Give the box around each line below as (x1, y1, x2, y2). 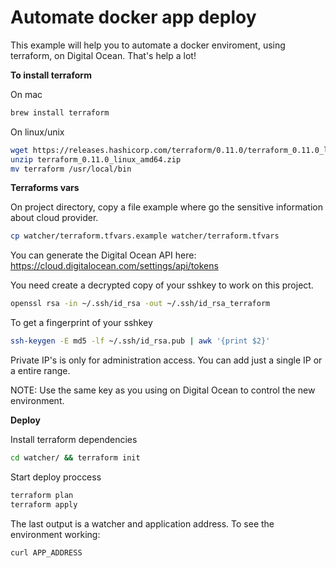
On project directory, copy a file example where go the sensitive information (10, 201, 323, 213)
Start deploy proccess (10, 471, 102, 483)
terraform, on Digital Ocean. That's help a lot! (10, 49, 197, 61)
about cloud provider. (10, 212, 99, 224)
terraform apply (10, 499, 78, 510)
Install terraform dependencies (10, 434, 138, 446)
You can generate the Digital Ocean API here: (10, 249, 197, 261)
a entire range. (10, 365, 71, 377)
